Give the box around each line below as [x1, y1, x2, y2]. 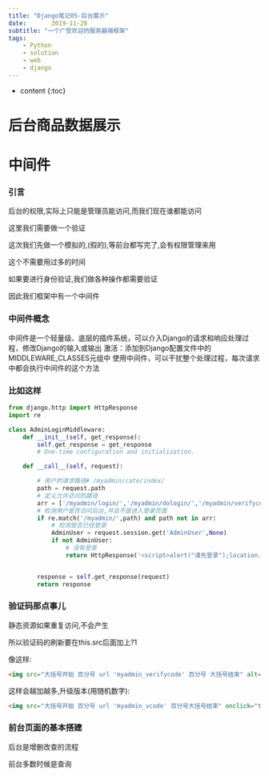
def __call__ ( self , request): [22, 462, 124, 471]
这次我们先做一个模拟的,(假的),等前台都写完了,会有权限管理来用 [8, 240, 216, 250]
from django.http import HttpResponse [8, 404, 138, 412]
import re [8, 411, 42, 419]
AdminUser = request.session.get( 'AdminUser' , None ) [50, 529, 227, 537]
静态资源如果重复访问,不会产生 [8, 620, 110, 629]
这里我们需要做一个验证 [8, 223, 86, 233]
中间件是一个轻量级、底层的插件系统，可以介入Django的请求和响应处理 [8, 333, 243, 343]
